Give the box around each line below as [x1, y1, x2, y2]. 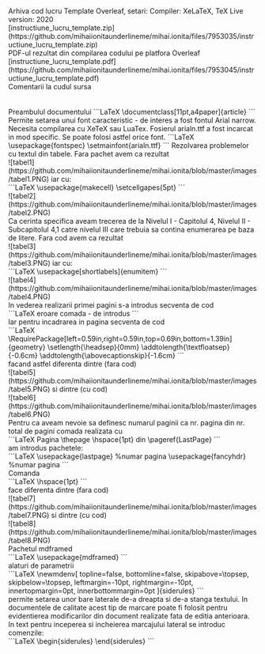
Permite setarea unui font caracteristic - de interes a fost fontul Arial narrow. [8, 115, 257, 125]
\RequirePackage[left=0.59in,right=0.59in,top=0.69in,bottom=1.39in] [8, 334, 233, 343]
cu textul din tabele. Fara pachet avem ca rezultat [8, 149, 170, 158]
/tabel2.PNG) [8, 208, 51, 217]
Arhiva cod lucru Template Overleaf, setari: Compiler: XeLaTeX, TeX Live [8, 6, 244, 16]
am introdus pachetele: [8, 444, 84, 452]
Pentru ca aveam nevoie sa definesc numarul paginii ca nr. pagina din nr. [8, 418, 245, 427]
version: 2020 [8, 15, 54, 24]
